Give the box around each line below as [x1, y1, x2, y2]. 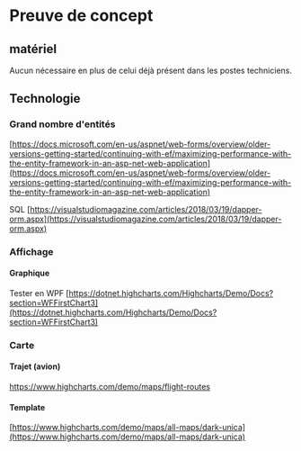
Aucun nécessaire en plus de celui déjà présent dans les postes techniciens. [9, 65, 292, 76]
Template [9, 401, 46, 412]
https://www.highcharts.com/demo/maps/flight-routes [9, 381, 211, 392]
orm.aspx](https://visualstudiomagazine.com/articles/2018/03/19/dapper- [9, 213, 282, 224]
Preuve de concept [9, 5, 154, 26]
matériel [9, 41, 57, 57]
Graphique [9, 267, 50, 279]
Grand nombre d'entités [9, 118, 116, 131]
